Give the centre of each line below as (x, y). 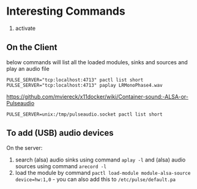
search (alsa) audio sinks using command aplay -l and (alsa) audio (100, 160)
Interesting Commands (66, 11)
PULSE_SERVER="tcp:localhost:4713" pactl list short (75, 80)
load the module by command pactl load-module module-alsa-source (103, 172)
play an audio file (28, 69)
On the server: (24, 147)
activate (25, 28)
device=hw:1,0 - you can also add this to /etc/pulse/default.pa (95, 179)
